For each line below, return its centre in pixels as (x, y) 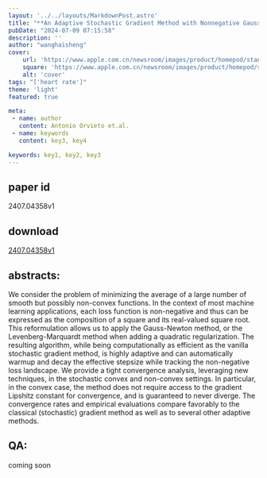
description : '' (35, 38)
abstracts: (35, 275)
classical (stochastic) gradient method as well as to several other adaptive (130, 412)
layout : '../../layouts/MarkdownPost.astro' (83, 15)
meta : (17, 111)
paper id (29, 187)
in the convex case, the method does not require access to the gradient (125, 387)
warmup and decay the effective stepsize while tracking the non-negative (129, 361)
